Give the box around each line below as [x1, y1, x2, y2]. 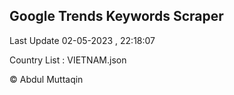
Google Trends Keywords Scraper [9, 8, 224, 25]
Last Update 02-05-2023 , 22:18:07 [9, 34, 156, 46]
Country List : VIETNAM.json [9, 54, 127, 66]
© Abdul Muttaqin [9, 73, 84, 85]
